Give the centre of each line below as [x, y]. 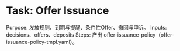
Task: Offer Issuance [58, 11]
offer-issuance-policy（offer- [139, 34]
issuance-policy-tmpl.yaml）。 [42, 42]
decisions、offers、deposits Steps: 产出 [54, 34]
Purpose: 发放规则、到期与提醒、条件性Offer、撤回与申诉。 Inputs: [86, 27]
